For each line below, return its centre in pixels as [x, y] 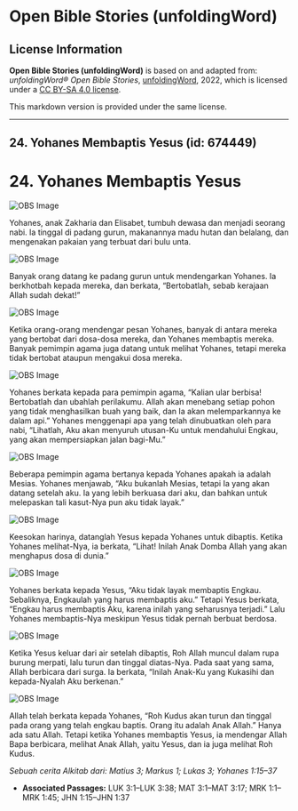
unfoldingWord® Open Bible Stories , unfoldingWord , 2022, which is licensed [149, 80]
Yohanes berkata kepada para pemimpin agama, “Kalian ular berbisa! [135, 392]
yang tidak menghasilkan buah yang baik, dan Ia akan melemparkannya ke [145, 412]
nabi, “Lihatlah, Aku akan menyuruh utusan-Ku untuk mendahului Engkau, [144, 430]
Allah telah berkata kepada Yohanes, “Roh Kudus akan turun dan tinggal [141, 716]
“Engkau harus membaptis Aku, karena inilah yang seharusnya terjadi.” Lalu [147, 609]
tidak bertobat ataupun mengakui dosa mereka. [96, 358]
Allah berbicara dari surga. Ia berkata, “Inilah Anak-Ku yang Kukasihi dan [142, 672]
